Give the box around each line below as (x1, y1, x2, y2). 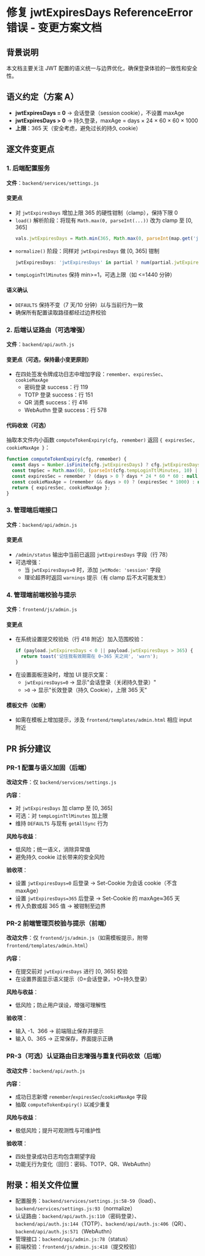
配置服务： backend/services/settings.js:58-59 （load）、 (15, 1197, 160, 1205)
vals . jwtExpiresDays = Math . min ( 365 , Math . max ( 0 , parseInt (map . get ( (15, 235, 193, 242)
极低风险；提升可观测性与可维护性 (15, 1126, 101, 1134)
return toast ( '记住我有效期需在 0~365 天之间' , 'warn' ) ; (21, 653, 159, 660)
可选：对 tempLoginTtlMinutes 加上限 (15, 812, 108, 819)
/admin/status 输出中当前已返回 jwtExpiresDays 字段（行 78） (15, 551, 171, 558)
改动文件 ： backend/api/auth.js (6, 1067, 85, 1074)
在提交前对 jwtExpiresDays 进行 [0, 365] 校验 (15, 968, 128, 975)
